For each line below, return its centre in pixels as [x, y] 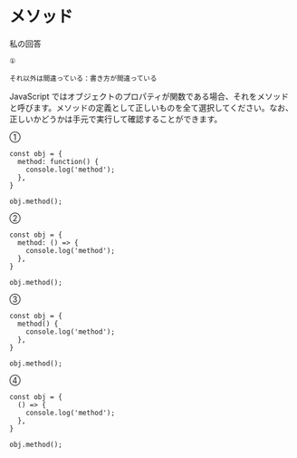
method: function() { [58, 161]
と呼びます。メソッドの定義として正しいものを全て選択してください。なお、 [152, 107]
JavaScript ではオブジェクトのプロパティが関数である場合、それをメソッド [149, 96]
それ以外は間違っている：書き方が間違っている [83, 78]
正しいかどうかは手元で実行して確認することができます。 [116, 119]
